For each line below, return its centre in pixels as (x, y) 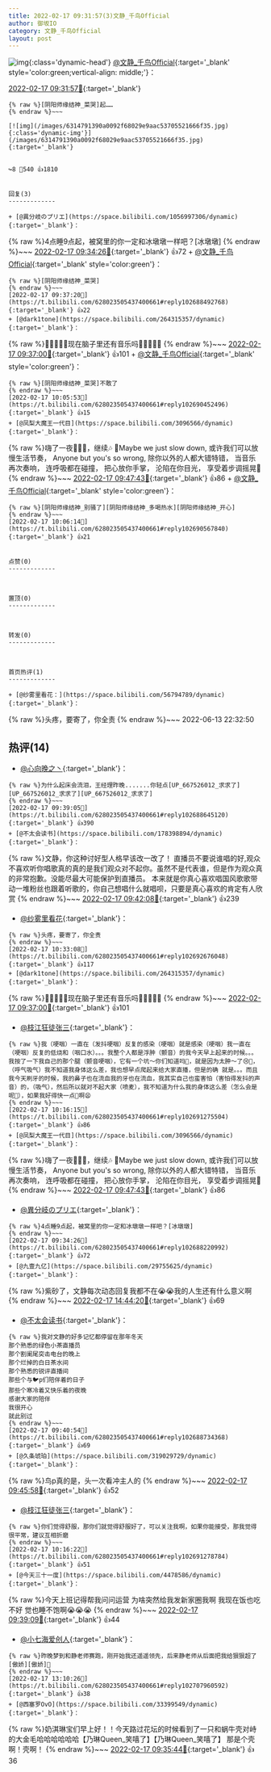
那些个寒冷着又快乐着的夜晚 (48, 1391)
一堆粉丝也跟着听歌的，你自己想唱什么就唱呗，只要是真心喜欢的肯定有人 (135, 888)
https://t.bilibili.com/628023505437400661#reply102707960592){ (119, 1686)
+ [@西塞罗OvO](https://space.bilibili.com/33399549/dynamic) (113, 1705)
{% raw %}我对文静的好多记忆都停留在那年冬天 (76, 1337)
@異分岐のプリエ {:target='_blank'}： (81, 1210)
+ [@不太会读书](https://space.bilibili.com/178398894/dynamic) (116, 834)
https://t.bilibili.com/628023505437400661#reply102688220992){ (119, 1248)
